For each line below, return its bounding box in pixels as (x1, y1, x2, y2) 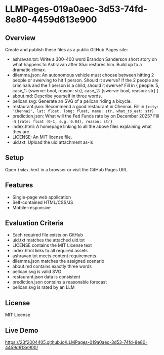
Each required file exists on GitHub (12, 232, 83, 238)
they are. (12, 129, 31, 134)
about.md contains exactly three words (12, 263, 92, 270)
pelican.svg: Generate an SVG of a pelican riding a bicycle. (12, 98, 132, 104)
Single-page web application (12, 194, 71, 200)
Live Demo (5, 326, 39, 334)
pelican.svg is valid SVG (12, 269, 62, 275)
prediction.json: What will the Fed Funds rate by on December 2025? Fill (12, 113, 159, 119)
